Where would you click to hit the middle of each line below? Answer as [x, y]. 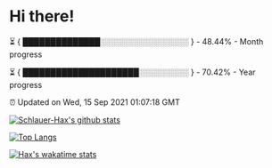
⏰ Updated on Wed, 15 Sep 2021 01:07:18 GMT [95, 102]
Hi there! [42, 16]
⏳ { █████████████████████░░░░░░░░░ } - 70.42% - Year [132, 72]
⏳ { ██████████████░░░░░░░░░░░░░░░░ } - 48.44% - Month [136, 41]
